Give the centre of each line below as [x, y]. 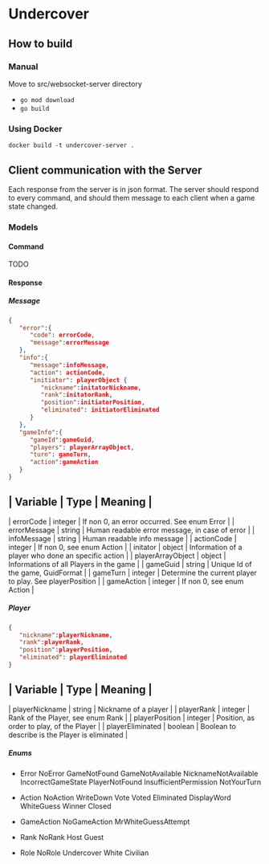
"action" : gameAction [64, 463]
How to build [41, 44]
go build [35, 108]
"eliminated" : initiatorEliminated [100, 410]
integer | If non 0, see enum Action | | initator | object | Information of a [125, 547]
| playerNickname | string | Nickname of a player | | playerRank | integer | [129, 709]
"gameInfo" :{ [41, 432]
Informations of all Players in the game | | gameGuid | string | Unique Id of [130, 564]
